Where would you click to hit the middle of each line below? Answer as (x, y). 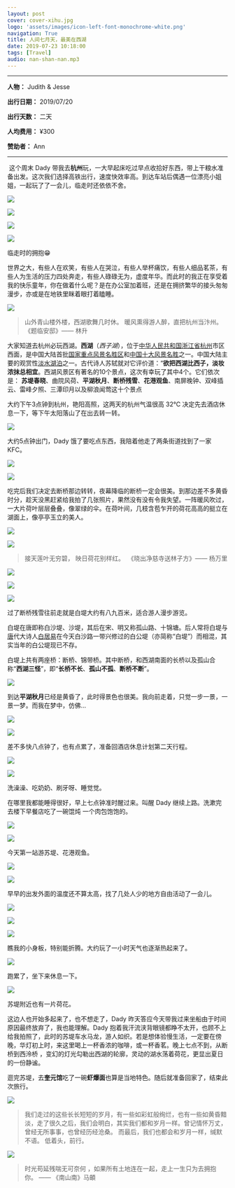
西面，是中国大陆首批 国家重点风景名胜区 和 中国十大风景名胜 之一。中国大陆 (114, 354)
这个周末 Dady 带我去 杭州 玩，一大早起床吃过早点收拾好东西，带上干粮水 (113, 167)
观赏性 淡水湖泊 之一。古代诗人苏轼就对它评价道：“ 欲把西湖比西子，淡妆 (122, 363)
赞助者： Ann (26, 146)
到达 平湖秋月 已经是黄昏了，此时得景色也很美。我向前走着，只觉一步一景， (114, 696)
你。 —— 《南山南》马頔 (60, 1177)
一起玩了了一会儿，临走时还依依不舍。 (74, 185)
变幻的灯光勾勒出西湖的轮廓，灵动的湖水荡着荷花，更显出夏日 (134, 1054)
